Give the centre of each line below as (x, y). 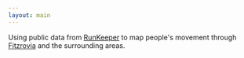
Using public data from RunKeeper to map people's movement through (122, 37)
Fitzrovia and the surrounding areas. (67, 45)
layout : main (29, 15)
